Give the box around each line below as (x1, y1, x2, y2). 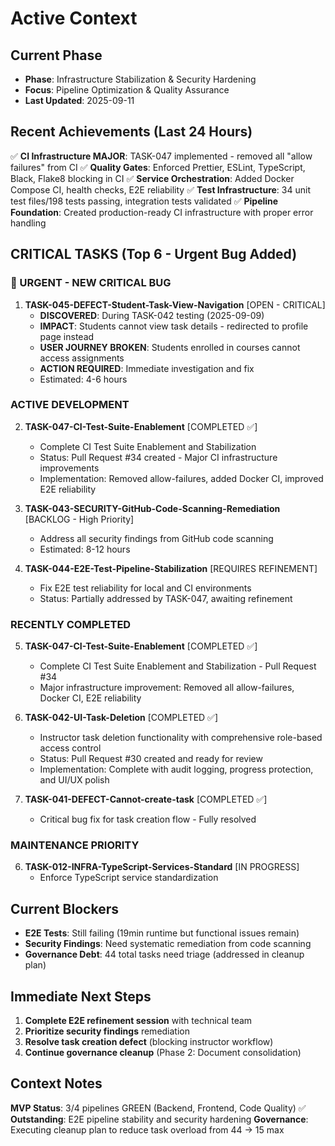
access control (39, 742, 102, 754)
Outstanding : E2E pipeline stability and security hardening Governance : (10, 1113, 309, 1125)
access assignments (39, 352, 125, 364)
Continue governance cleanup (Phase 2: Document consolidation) (24, 1047, 302, 1059)
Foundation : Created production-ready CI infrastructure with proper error (10, 206, 314, 218)
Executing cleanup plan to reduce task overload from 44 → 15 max (10, 1123, 285, 1136)
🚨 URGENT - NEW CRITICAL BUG (10, 276, 172, 290)
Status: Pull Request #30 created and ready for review (39, 753, 263, 765)
